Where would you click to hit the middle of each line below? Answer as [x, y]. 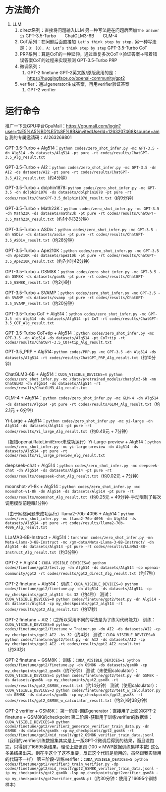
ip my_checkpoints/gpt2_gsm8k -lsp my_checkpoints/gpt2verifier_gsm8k [80, 773]
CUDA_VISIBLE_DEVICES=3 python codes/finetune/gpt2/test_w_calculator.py [83, 690]
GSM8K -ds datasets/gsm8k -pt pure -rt [53, 276]
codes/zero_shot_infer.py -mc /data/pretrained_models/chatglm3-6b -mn [81, 379]
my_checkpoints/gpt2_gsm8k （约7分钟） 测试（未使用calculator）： [72, 670]
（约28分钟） [63, 240]
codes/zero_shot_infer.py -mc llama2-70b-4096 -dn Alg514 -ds [71, 519]
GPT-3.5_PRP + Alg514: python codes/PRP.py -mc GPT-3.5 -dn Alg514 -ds [81, 351]
